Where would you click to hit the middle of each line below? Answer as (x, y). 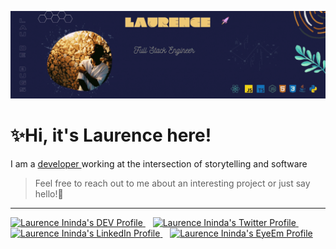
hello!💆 (49, 193)
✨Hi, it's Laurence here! (111, 135)
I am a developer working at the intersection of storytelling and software (159, 163)
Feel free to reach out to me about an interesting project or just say (172, 183)
